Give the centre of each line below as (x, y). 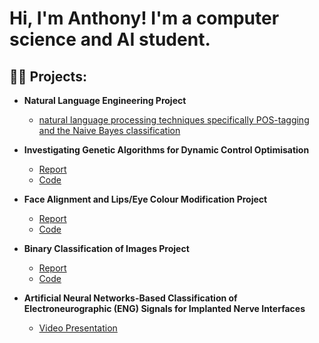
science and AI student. (110, 39)
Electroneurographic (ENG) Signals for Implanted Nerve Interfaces (164, 308)
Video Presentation (78, 328)
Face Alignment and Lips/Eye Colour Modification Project (145, 199)
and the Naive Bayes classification (109, 130)
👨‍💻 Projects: (48, 76)
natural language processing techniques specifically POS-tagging (174, 120)
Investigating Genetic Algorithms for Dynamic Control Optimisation (166, 150)
